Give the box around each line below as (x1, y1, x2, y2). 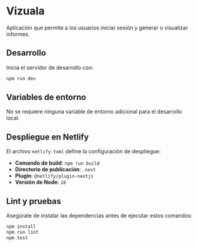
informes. (6, 30, 30, 37)
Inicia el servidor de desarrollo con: (6, 64, 94, 71)
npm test (6, 234, 28, 241)
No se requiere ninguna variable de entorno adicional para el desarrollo (6, 108, 182, 115)
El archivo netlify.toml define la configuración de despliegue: (6, 148, 161, 155)
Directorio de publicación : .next (14, 166, 96, 173)
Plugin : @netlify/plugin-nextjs (14, 172, 94, 180)
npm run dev (6, 75, 36, 82)
